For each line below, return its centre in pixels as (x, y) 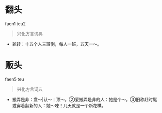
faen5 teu (15, 79)
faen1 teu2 (15, 24)
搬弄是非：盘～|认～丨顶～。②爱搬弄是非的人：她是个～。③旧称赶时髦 (85, 99)
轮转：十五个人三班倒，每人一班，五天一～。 (57, 44)
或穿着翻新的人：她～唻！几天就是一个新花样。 (59, 105)
